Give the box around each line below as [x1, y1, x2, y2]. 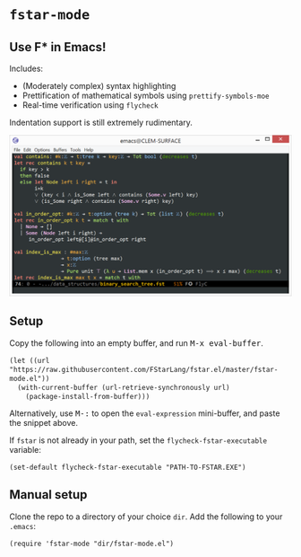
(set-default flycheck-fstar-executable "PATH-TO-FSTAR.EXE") [9, 463, 246, 472]
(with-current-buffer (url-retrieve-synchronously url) [17, 383, 230, 392]
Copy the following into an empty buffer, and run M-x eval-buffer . [9, 337, 264, 349]
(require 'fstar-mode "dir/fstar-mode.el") [9, 539, 175, 548]
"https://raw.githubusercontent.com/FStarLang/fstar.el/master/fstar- [9, 365, 279, 374]
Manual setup [9, 487, 88, 502]
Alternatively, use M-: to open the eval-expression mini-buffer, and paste [9, 408, 280, 419]
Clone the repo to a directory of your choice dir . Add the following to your [9, 511, 283, 522]
